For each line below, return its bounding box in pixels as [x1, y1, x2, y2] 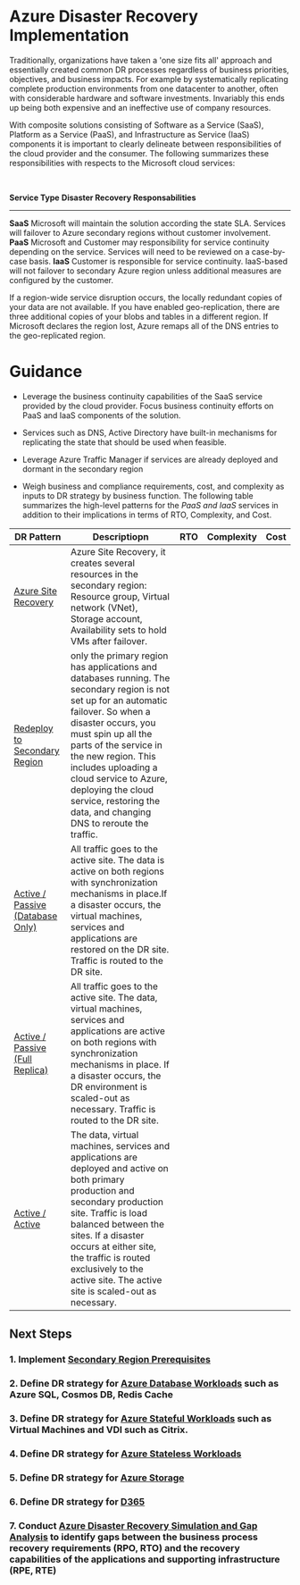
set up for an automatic [70, 694, 168, 707]
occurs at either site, [70, 1240, 156, 1253]
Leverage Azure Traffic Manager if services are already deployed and [21, 454, 279, 465]
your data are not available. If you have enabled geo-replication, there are [9, 301, 280, 312]
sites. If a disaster [70, 1229, 145, 1241]
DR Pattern [14, 530, 62, 542]
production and [70, 1184, 135, 1196]
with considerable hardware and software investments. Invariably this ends [9, 92, 286, 104]
